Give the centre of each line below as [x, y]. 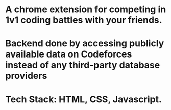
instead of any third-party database [83, 65]
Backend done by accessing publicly [85, 44]
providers [26, 76]
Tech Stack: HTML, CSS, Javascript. [83, 99]
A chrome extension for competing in [86, 9]
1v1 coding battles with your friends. [84, 20]
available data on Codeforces [69, 54]
